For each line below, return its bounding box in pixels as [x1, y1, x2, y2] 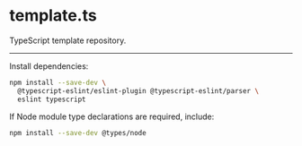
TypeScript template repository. [9, 35, 127, 46]
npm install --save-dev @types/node [9, 128, 147, 137]
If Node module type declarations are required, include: [9, 111, 215, 122]
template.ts [9, 5, 97, 26]
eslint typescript [17, 95, 87, 104]
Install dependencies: [9, 60, 89, 72]
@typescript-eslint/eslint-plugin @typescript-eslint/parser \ [17, 86, 259, 95]
